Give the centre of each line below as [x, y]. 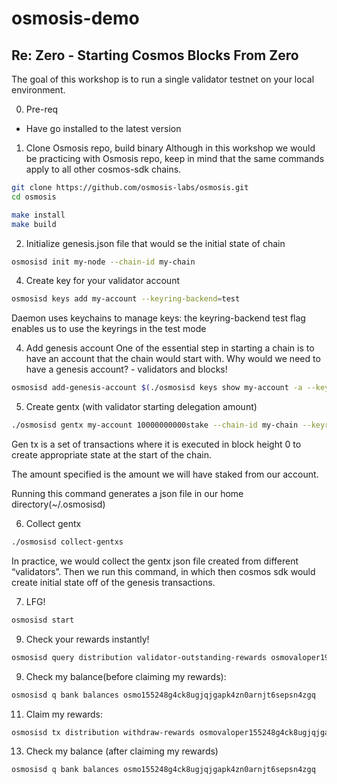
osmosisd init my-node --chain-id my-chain [103, 262]
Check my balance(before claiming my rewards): [126, 676]
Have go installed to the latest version [103, 128]
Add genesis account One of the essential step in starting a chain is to [170, 348]
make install [38, 215]
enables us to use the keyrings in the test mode [109, 329]
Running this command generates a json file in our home [127, 493]
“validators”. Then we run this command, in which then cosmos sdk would [163, 571]
